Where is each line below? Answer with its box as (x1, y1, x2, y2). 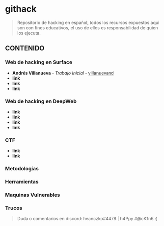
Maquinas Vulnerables (5, 191, 60, 198)
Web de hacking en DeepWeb (5, 98, 77, 105)
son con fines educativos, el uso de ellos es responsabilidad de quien (17, 24, 158, 30)
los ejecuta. (17, 30, 41, 36)
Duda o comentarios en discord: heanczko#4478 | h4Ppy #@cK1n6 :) (17, 216, 158, 222)
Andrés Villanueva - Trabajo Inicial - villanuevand (12, 70, 114, 76)
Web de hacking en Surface (5, 59, 73, 66)
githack (5, 3, 37, 15)
